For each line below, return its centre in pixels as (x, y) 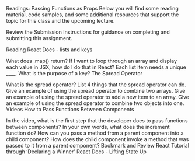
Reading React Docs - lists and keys (49, 50)
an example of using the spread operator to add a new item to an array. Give (98, 97)
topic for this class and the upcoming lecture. (60, 21)
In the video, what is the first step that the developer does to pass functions (97, 121)
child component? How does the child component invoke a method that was (97, 139)
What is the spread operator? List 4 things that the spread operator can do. (96, 85)
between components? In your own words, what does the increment (88, 127)
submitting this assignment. (39, 38)
